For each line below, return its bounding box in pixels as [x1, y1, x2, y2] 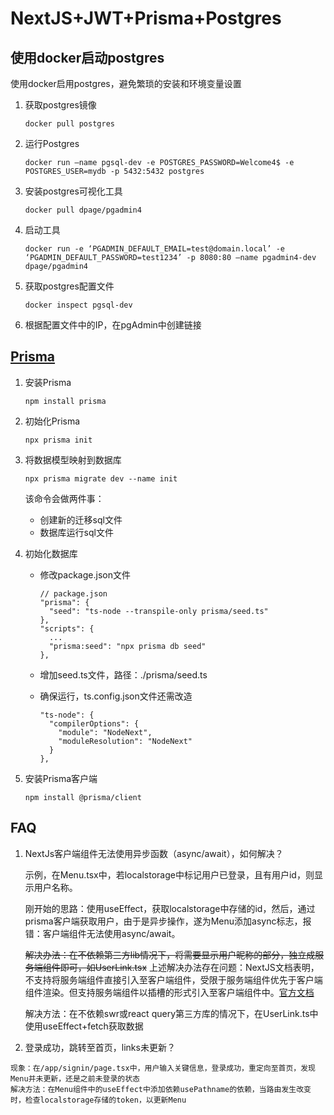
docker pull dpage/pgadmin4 [24, 205, 142, 215]
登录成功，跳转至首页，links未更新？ [24, 1041, 176, 1053]
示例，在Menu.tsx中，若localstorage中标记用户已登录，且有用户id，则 [24, 868, 315, 881]
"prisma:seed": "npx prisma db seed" [48, 641, 207, 651]
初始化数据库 [24, 547, 78, 559]
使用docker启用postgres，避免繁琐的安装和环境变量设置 [10, 78, 242, 89]
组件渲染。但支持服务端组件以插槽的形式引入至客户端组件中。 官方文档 [24, 986, 315, 998]
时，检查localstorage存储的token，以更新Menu [10, 1095, 187, 1105]
